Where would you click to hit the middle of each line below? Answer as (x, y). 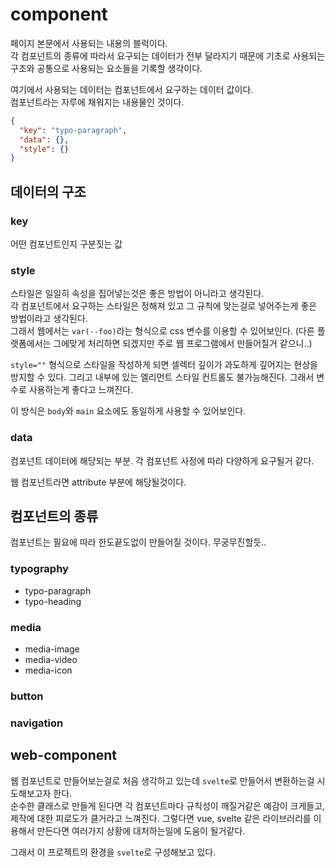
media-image (52, 649)
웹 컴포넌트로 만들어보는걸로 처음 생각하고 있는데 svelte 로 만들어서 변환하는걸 (162, 780)
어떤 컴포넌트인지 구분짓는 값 (66, 244)
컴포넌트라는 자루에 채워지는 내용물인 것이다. (97, 102)
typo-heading (53, 601)
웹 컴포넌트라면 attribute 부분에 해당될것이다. (98, 482)
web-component (63, 755)
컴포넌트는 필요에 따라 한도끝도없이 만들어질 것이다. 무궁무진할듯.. (138, 542)
